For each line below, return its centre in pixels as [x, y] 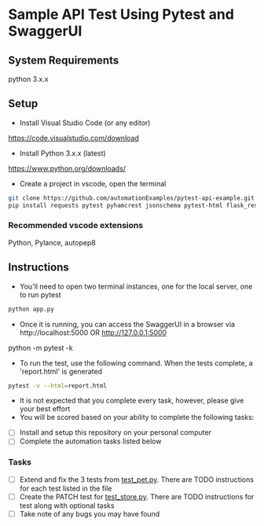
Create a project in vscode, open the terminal [93, 183]
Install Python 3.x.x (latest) [62, 153]
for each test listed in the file [66, 488]
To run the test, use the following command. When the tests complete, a [136, 362]
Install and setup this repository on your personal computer [115, 432]
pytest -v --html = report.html [58, 386]
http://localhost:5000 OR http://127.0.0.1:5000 [93, 333]
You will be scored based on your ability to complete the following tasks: [137, 417]
